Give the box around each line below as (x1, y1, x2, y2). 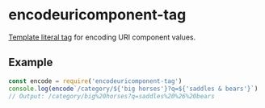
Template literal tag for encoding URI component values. (8, 32, 196, 42)
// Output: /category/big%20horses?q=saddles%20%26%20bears (8, 92, 216, 100)
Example (8, 56, 53, 69)
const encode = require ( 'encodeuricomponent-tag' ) (8, 77, 183, 85)
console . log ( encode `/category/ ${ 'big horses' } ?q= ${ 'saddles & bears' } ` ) (8, 85, 259, 93)
